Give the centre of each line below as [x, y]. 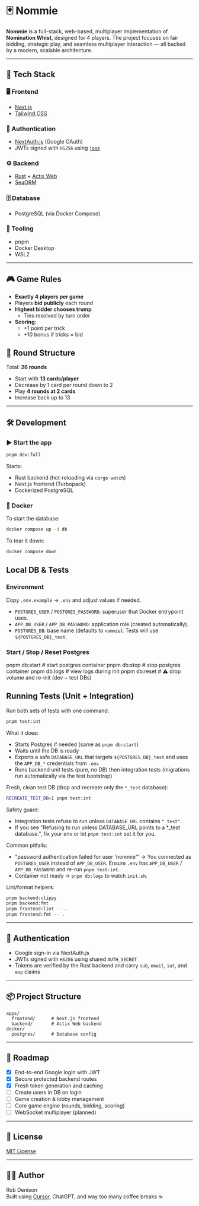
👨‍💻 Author [25, 1175]
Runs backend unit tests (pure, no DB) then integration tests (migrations [102, 769]
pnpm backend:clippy [32, 898]
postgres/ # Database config [54, 1034]
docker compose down [32, 552]
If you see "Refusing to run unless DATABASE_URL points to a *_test [97, 827]
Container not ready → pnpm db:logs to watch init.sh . [81, 875]
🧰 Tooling [20, 228]
